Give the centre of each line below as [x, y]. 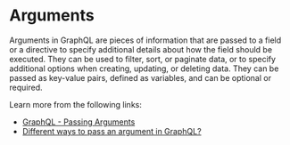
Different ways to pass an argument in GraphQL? [112, 131]
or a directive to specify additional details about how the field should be [141, 49]
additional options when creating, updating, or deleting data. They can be [144, 68]
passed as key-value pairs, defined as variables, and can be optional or [141, 77]
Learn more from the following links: [76, 104]
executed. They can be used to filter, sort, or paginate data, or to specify [143, 59]
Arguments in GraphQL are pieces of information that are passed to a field [145, 40]
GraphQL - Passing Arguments [79, 122]
